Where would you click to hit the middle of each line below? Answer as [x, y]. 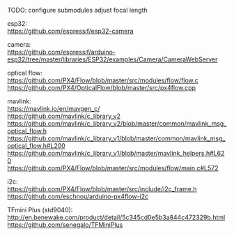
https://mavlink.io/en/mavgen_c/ [54, 109]
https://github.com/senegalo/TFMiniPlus [65, 225]
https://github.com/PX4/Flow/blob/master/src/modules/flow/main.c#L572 [113, 168]
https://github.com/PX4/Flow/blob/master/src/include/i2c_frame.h [102, 189]
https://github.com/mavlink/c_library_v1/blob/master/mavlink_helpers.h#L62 [116, 153]
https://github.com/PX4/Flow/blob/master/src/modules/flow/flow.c [103, 80]
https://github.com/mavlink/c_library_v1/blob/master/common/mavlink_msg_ [116, 138]
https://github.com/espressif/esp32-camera [70, 31]
